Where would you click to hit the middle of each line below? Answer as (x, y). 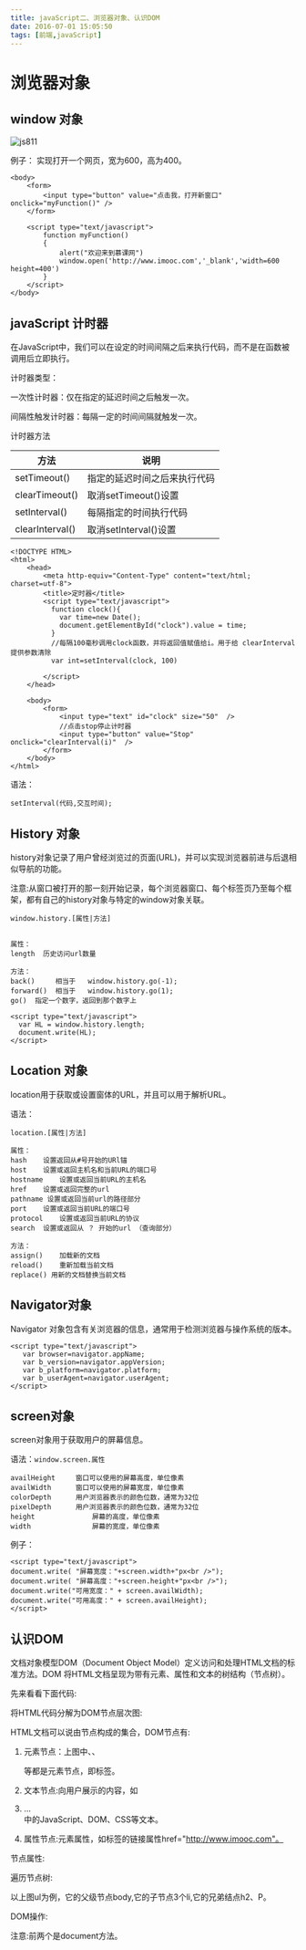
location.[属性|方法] (49, 1132)
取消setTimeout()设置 (133, 495)
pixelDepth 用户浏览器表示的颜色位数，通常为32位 (105, 1507)
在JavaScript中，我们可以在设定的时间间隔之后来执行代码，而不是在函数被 (150, 347)
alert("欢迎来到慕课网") (101, 253)
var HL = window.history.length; (82, 1025)
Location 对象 (49, 1071)
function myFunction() (86, 235)
